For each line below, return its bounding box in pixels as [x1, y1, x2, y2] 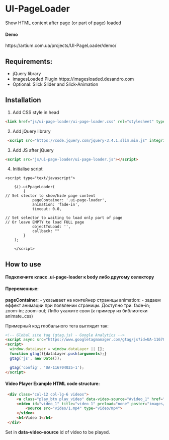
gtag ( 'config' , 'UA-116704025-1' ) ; [10, 365, 84, 370]
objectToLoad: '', [32, 224, 71, 230]
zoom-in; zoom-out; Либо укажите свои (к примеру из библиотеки [5, 307, 148, 313]
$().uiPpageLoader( [14, 185, 55, 190]
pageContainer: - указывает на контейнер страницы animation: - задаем [5, 297, 161, 303]
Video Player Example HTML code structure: [5, 380, 100, 387]
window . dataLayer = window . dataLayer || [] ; [10, 347, 105, 352]
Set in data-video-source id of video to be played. [5, 429, 110, 435]
